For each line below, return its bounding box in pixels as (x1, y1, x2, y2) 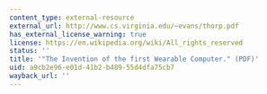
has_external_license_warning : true (9, 30, 147, 38)
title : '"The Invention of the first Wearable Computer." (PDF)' (9, 55, 259, 64)
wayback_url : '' (9, 72, 70, 81)
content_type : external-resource (9, 13, 135, 22)
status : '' (9, 47, 50, 56)
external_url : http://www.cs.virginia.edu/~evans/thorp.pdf (9, 21, 240, 30)
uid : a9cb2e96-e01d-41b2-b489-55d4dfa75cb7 (9, 64, 175, 73)
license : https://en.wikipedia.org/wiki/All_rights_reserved (9, 38, 244, 47)
